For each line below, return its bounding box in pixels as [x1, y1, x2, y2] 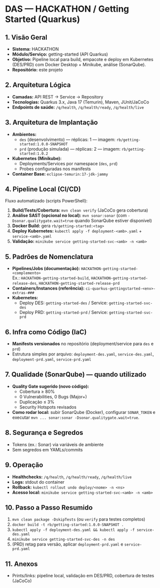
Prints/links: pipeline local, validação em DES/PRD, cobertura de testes [12, 573, 155, 579]
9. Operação [5, 461, 43, 469]
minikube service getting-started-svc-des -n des [12, 537, 116, 542]
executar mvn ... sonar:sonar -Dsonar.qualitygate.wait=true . [12, 414, 140, 420]
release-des [12, 281, 37, 286]
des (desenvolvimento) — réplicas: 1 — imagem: [19, 137, 116, 142]
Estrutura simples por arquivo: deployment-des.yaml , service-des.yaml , [12, 351, 155, 357]
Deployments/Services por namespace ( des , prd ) [19, 160, 118, 166]
